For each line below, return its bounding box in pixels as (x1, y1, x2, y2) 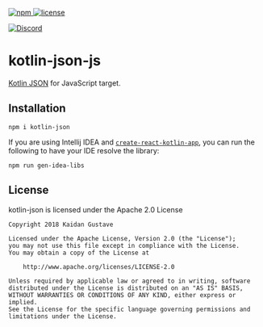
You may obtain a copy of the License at (8, 249, 150, 257)
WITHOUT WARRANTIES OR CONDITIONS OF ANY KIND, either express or (8, 291, 236, 299)
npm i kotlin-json (8, 123, 70, 131)
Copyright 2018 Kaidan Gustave (8, 220, 114, 228)
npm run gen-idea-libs (8, 161, 85, 170)
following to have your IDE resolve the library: (8, 145, 160, 155)
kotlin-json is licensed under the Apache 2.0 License (8, 204, 183, 214)
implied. (8, 298, 38, 306)
